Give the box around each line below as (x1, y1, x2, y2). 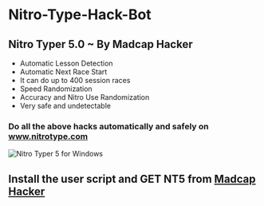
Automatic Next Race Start (19, 67, 108, 77)
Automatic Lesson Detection (19, 58, 113, 68)
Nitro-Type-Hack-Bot (8, 6, 152, 24)
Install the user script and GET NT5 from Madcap (8, 172, 257, 185)
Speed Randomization (19, 84, 93, 93)
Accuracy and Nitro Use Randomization (19, 93, 150, 101)
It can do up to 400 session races (19, 76, 131, 85)
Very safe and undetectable (19, 101, 112, 110)
